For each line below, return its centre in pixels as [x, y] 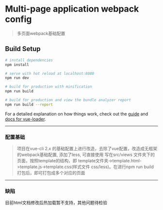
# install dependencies [29, 60]
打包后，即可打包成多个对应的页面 [51, 173]
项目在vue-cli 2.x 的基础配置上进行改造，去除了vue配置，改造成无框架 [87, 149]
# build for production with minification [49, 87]
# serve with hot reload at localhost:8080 [50, 73]
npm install [17, 65]
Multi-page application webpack [72, 9]
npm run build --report [29, 105]
